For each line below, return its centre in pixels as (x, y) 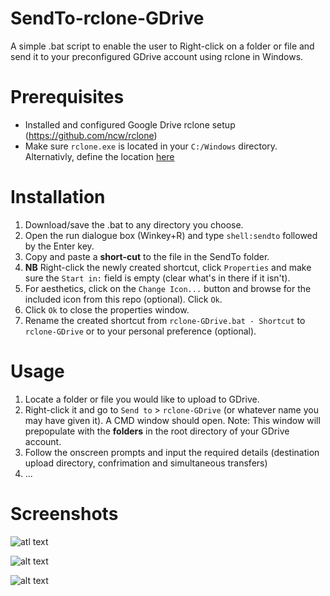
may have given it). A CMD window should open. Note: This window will (172, 420)
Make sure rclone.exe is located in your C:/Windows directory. (151, 146)
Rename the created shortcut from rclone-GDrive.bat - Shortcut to (165, 320)
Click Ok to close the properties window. (107, 309)
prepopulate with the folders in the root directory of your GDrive (157, 431)
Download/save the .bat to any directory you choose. (134, 224)
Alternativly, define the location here (99, 156)
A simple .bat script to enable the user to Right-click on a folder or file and (162, 46)
